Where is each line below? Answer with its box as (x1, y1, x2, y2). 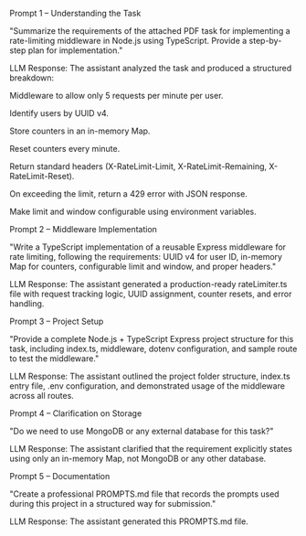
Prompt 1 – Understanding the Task (9, 8, 142, 18)
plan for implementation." (27, 45, 123, 56)
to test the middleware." (9, 353, 100, 364)
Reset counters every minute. (9, 144, 121, 154)
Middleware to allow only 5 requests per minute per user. (9, 91, 224, 101)
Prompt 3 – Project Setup (9, 316, 104, 327)
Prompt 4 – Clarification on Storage (9, 408, 142, 419)
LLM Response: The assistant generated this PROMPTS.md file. (9, 516, 248, 527)
